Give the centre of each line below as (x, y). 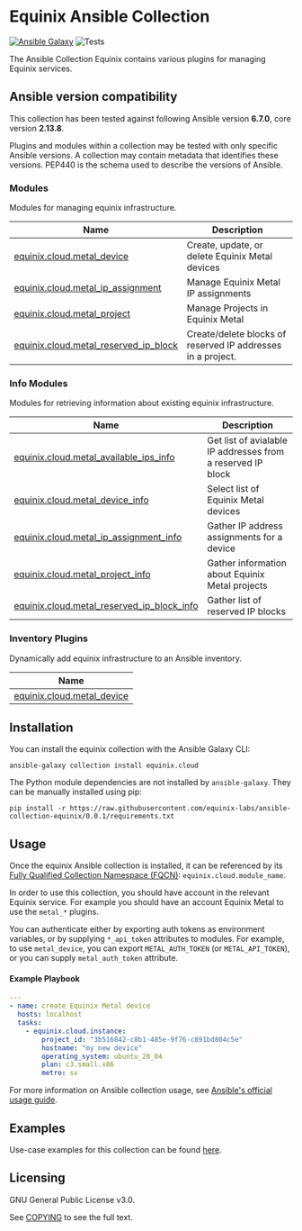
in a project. (211, 357)
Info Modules (39, 383)
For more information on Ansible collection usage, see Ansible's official (141, 1091)
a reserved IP (235, 463)
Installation (41, 728)
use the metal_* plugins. (54, 912)
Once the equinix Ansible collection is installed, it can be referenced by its (146, 865)
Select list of (233, 489)
